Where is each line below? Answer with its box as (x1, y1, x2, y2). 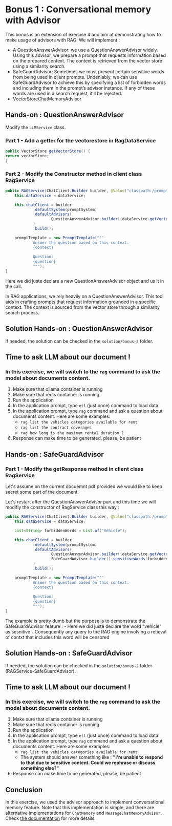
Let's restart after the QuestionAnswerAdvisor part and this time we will (5, 499, 156, 505)
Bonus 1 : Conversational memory (5, 4, 152, 15)
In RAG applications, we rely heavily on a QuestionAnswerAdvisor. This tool (5, 293, 164, 299)
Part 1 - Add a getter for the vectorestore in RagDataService (5, 137, 156, 144)
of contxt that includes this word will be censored (5, 634, 110, 640)
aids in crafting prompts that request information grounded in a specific (5, 299, 156, 305)
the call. (5, 283, 22, 289)
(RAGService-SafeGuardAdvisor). (5, 668, 76, 674)
